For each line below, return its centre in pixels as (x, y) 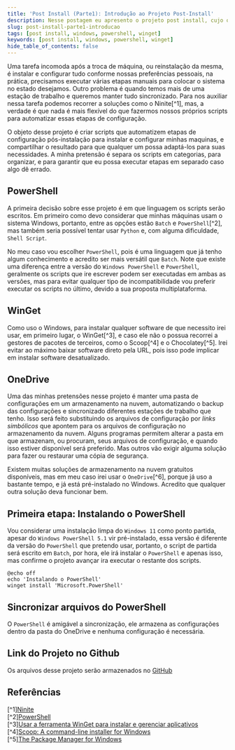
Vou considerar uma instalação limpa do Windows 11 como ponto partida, (112, 531)
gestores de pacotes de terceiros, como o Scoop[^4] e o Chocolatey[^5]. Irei (117, 342)
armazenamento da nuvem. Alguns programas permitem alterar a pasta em (115, 434)
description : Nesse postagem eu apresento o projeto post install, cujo (115, 20)
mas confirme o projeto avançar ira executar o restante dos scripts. (104, 561)
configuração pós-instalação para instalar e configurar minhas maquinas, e (116, 139)
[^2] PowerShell (29, 716)
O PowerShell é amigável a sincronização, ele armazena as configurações (113, 624)
